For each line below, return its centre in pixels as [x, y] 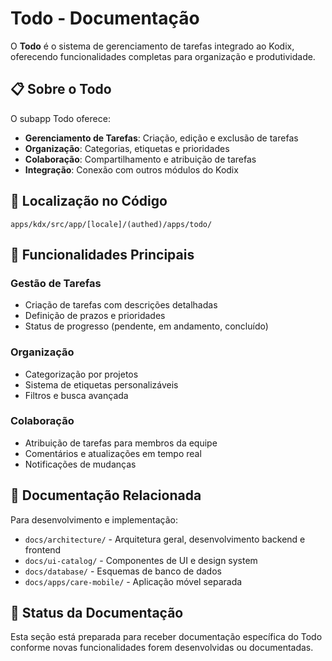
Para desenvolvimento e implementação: [94, 519]
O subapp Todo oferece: [60, 118]
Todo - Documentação [105, 18]
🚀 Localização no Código [89, 201]
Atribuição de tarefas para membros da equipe [121, 443]
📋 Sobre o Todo [61, 89]
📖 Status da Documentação [97, 613]
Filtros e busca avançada [76, 395]
